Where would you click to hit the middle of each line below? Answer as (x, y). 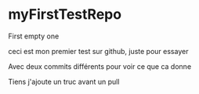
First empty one (34, 36)
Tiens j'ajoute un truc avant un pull (64, 81)
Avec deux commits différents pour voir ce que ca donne (100, 66)
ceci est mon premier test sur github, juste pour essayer (98, 51)
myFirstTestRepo (65, 14)
